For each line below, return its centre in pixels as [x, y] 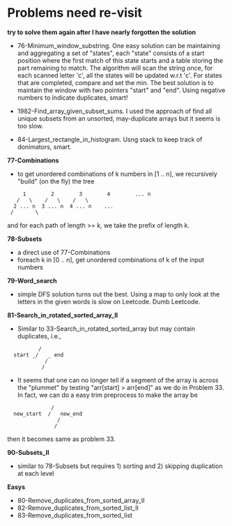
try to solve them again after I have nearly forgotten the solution [102, 32]
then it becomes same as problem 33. [62, 439]
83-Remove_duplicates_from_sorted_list [75, 515]
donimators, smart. [44, 146]
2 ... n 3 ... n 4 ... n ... [63, 206]
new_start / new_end [48, 414]
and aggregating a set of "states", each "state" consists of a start [111, 53]
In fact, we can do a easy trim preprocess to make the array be [108, 395]
